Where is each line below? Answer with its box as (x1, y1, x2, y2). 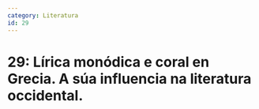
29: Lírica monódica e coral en (7, 53, 210, 71)
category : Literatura (7, 11, 79, 20)
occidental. (7, 86, 84, 104)
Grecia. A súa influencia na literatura (7, 70, 252, 88)
